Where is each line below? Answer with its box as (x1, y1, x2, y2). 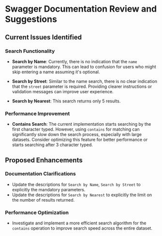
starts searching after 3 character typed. (12, 142, 93, 148)
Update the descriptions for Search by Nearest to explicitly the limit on (12, 192, 152, 198)
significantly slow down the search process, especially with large (12, 132, 142, 137)
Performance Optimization (5, 209, 69, 216)
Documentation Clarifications (5, 170, 76, 177)
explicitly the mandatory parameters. (12, 186, 86, 192)
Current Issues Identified (5, 33, 82, 41)
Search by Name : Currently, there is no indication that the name (12, 58, 137, 64)
